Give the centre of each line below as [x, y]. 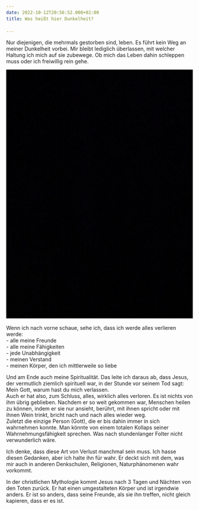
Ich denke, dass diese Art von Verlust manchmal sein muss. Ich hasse [91, 452]
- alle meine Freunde [31, 341]
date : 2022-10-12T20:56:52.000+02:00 [53, 12]
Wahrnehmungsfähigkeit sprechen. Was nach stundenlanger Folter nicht [94, 434]
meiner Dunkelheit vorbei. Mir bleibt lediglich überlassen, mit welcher [91, 49]
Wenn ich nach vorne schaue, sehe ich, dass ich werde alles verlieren [91, 328]
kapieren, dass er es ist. [35, 501]
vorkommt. [19, 470]
